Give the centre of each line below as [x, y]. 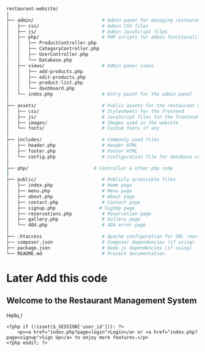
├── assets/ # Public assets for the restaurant [101, 105]
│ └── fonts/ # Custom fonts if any [83, 129]
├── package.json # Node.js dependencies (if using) [99, 248]
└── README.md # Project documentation [86, 253]
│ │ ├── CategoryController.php [53, 49]
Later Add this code [57, 278]
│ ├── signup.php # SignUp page [71, 208]
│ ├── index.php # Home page [69, 185]
